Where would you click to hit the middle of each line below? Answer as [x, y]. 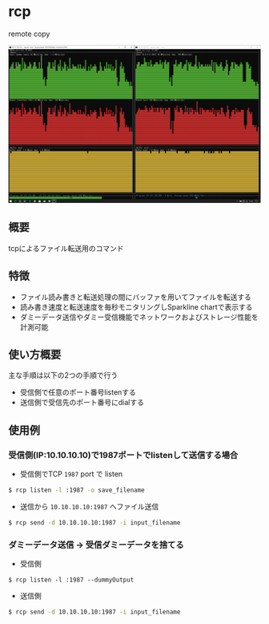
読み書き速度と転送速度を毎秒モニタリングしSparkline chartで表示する [136, 306]
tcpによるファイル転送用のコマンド [66, 248]
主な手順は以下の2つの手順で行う [63, 375]
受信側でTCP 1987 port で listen [71, 474]
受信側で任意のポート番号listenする [78, 392]
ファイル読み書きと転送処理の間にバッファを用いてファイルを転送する [136, 297]
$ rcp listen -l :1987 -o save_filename [77, 490]
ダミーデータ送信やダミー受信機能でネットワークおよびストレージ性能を [139, 317]
